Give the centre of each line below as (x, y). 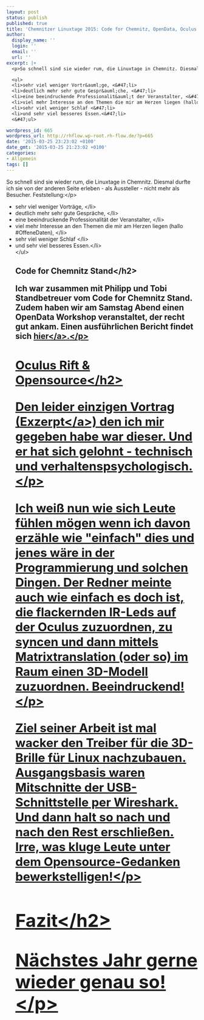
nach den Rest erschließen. (94, 832)
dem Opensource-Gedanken (97, 862)
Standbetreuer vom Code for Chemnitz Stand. (104, 298)
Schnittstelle (52, 802)
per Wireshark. (135, 802)
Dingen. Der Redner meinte (93, 582)
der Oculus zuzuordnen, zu (94, 627)
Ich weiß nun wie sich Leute (95, 508)
